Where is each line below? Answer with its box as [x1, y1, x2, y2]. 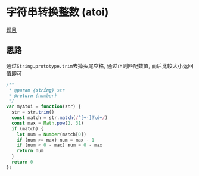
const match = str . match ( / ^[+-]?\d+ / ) [11, 115, 108, 121]
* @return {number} [8, 93, 58, 99]
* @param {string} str [8, 87, 66, 93]
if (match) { [11, 125, 44, 131]
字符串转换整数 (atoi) [6, 5, 109, 19]
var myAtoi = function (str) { [6, 103, 82, 110]
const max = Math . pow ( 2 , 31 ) [11, 120, 84, 126]
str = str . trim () [11, 109, 55, 115]
